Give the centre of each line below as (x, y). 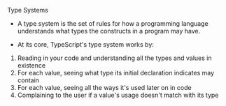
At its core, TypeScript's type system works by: (85, 44)
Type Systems (28, 10)
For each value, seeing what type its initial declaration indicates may (116, 73)
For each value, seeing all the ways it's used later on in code (104, 88)
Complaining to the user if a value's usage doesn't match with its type (118, 95)
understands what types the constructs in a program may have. (109, 31)
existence (31, 65)
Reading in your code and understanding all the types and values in (114, 58)
